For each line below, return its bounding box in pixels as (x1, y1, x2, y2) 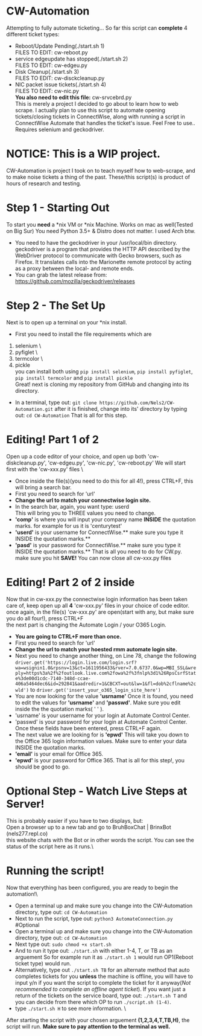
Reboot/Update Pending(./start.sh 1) (14, 42, 105, 50)
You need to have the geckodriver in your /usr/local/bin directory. (14, 239, 177, 246)
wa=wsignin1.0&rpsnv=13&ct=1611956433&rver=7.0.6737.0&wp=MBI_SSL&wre (14, 664, 197, 671)
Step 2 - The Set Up (6, 299, 106, 312)
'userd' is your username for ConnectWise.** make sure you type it (14, 529, 184, 536)
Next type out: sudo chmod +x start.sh (14, 941, 112, 948)
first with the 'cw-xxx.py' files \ (6, 465, 83, 472)
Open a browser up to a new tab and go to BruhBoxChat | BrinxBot (6, 823, 172, 831)
